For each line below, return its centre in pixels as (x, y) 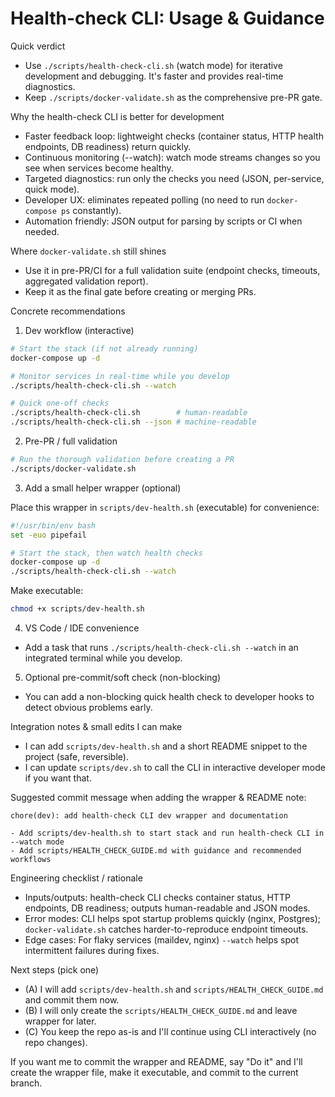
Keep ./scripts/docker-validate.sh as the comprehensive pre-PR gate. (173, 97)
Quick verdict (38, 46)
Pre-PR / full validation (71, 441)
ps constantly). (91, 210)
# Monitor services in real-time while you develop (120, 376)
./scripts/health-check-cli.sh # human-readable (129, 413)
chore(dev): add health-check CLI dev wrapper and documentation (149, 816)
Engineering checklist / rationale (76, 878)
